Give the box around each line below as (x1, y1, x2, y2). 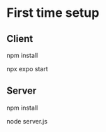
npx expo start (6, 65, 48, 73)
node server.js (6, 117, 48, 125)
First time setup (6, 5, 100, 21)
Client (6, 33, 33, 45)
